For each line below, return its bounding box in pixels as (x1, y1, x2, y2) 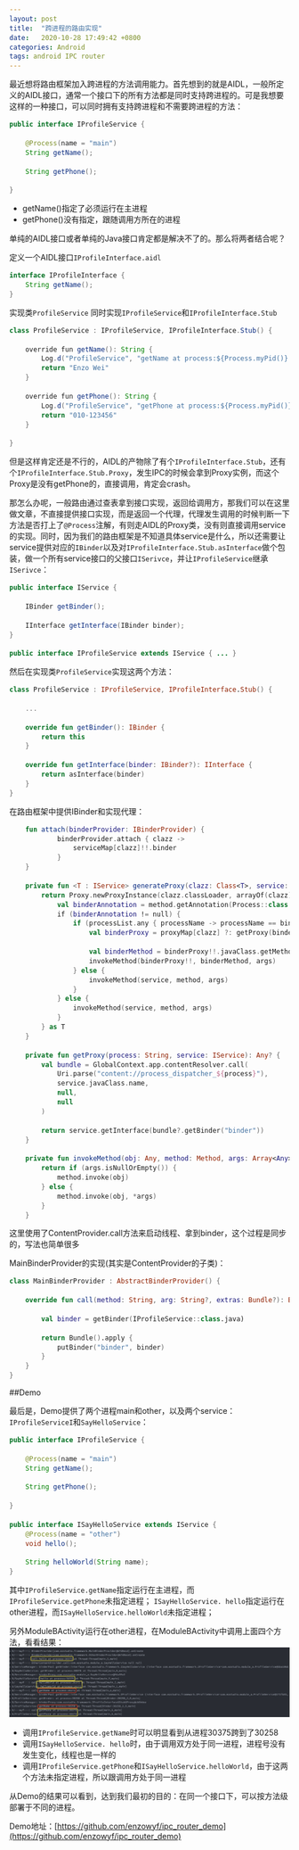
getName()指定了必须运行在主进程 (21, 203, 149, 214)
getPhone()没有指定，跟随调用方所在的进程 (21, 214, 181, 225)
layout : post (9, 14, 58, 23)
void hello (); (25, 1539, 77, 1548)
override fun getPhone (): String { (25, 392, 158, 401)
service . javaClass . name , (56, 1079, 149, 1088)
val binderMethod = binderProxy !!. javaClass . (88, 947, 261, 956)
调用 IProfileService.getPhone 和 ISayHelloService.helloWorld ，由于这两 (21, 1760, 288, 1771)
